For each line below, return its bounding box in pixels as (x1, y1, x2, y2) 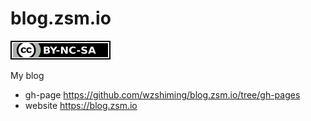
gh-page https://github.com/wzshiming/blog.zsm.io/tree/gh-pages (24, 88, 301, 101)
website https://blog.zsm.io (24, 99, 138, 111)
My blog (10, 69, 45, 81)
